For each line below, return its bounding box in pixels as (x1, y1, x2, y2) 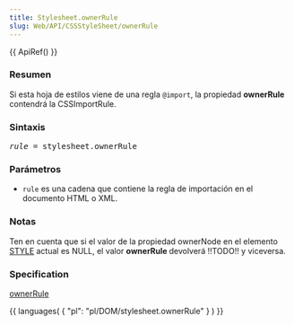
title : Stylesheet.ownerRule (9, 13, 118, 22)
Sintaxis (9, 120, 46, 133)
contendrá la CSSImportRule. (9, 98, 117, 109)
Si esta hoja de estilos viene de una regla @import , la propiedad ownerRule (9, 89, 285, 100)
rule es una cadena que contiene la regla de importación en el (22, 183, 254, 194)
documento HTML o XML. (22, 193, 118, 204)
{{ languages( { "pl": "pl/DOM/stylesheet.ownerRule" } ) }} (9, 305, 224, 316)
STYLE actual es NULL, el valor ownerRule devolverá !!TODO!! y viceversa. (9, 245, 287, 256)
